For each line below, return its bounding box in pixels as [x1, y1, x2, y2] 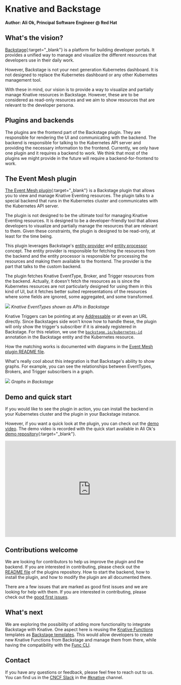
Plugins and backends [5, 116, 74, 125]
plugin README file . [5, 349, 45, 355]
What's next [5, 608, 43, 617]
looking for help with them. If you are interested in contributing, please [5, 589, 146, 595]
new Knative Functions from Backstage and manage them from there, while [5, 637, 157, 642]
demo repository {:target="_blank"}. [5, 431, 77, 437]
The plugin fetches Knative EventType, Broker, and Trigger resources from [5, 273, 155, 279]
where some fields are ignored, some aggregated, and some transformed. [5, 294, 154, 300]
